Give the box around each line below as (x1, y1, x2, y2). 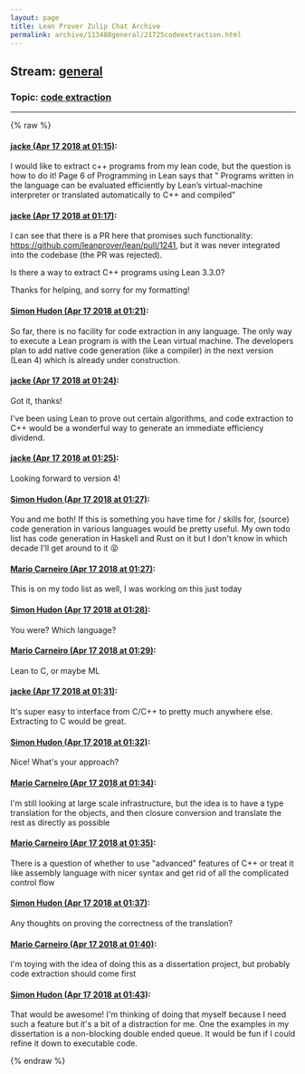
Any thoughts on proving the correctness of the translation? (10, 917, 234, 928)
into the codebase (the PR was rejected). (10, 250, 163, 261)
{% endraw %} (10, 1056, 66, 1067)
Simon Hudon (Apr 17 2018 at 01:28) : (10, 604, 151, 616)
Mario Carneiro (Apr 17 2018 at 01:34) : (10, 777, 157, 788)
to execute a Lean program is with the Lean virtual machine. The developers (10, 335, 294, 346)
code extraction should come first (10, 968, 137, 979)
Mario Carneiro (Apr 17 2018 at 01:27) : (10, 563, 157, 574)
